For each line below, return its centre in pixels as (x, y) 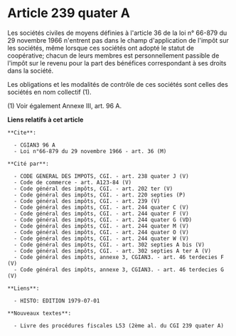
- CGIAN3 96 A (34, 145)
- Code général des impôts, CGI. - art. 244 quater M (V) (102, 226)
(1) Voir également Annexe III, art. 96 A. (65, 105)
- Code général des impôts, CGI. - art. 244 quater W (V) (102, 238)
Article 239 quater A (69, 13)
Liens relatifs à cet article (45, 120)
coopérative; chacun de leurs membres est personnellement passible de (113, 56)
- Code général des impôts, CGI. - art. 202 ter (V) (93, 189)
